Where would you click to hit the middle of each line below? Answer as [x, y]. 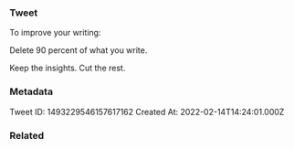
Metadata [31, 91]
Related [27, 135]
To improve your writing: [55, 33]
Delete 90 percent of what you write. [79, 50]
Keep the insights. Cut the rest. [68, 68]
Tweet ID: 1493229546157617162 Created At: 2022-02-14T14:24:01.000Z [147, 112]
